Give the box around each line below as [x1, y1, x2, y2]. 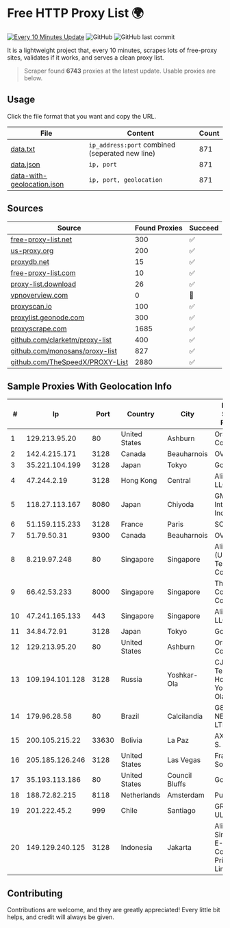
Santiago [167, 806, 196, 816]
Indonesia [120, 843, 153, 853]
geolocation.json [10, 179, 64, 189]
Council [167, 771, 192, 781]
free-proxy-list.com [10, 268, 77, 278]
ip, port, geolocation [88, 176, 163, 184]
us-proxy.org [10, 246, 54, 255]
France [120, 519, 144, 529]
